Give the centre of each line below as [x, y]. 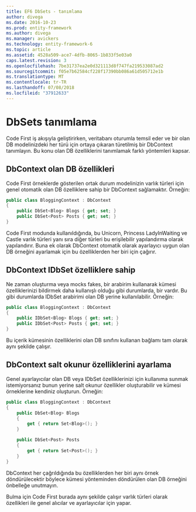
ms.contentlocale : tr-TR [36, 83]
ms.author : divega [28, 33]
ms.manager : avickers [32, 39]
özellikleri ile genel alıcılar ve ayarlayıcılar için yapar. [69, 503]
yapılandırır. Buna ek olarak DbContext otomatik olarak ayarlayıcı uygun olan [98, 245]
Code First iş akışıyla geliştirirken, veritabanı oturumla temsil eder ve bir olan [98, 138]
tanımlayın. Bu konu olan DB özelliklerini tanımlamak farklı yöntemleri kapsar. [98, 150]
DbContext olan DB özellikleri [60, 169]
